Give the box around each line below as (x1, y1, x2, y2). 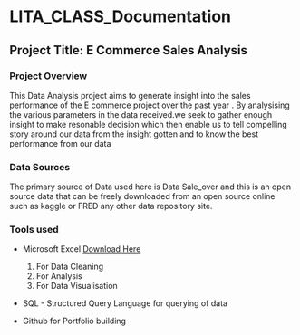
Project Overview (9, 70, 88, 82)
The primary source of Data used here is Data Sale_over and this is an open (9, 181, 292, 192)
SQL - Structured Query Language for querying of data (22, 298, 228, 309)
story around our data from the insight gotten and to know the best (9, 129, 259, 139)
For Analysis (35, 271, 83, 282)
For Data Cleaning (35, 261, 104, 273)
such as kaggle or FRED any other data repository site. (9, 201, 213, 212)
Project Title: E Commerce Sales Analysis (9, 43, 247, 58)
